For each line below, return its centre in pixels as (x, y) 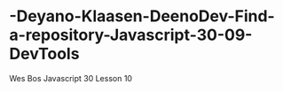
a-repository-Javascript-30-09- (131, 35)
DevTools (44, 54)
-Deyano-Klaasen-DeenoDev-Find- (142, 16)
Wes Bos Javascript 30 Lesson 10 (71, 78)
